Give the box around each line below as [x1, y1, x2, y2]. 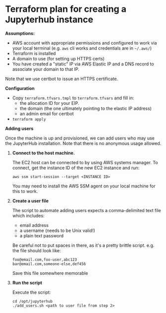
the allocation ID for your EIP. [19, 100, 79, 106]
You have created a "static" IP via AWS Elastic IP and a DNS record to [12, 61, 155, 67]
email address [19, 222, 49, 228]
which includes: [12, 213, 45, 219]
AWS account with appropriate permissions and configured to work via [12, 40, 157, 45]
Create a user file [12, 198, 49, 204]
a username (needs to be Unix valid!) [19, 227, 96, 233]
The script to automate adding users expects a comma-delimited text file [12, 207, 161, 213]
